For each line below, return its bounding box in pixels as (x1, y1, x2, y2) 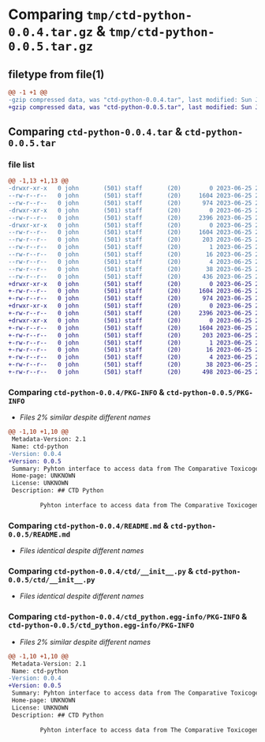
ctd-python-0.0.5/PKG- (166, 388, 254, 397)
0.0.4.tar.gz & (8, 22, 106, 40)
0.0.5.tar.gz (8, 40, 93, 55)
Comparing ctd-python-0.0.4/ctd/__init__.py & (8, 566, 194, 577)
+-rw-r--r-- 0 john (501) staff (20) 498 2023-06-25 (8, 368, 252, 376)
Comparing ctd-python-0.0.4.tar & (8, 125, 183, 139)
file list (8, 159, 35, 170)
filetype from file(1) (8, 67, 105, 81)
